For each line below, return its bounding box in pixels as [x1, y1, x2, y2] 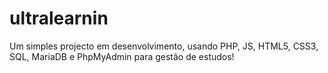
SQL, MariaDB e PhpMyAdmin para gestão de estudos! [9, 50, 235, 62]
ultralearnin [9, 7, 109, 30]
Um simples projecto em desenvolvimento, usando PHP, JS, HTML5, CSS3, [9, 40, 319, 52]
